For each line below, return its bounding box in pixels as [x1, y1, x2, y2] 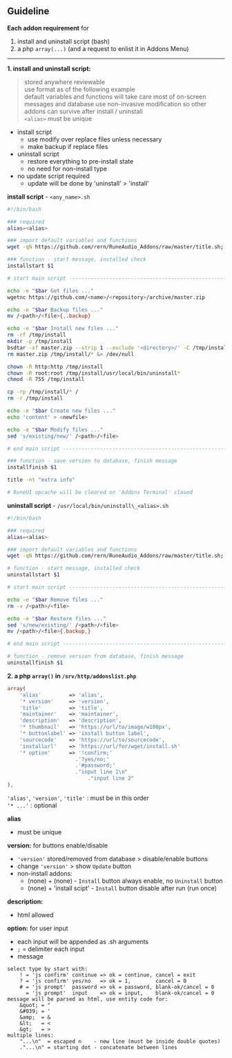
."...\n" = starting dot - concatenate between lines [19, 1044, 177, 1051]
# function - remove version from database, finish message [7, 653, 184, 660]
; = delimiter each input [17, 945, 85, 953]
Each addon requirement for [7, 23, 90, 32]
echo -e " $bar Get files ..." [7, 287, 95, 294]
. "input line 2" [87, 775, 135, 782]
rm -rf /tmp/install [7, 331, 67, 339]
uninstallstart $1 [7, 571, 60, 578]
